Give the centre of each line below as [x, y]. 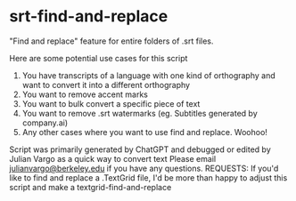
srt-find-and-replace [89, 16]
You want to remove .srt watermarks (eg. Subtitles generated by [140, 113]
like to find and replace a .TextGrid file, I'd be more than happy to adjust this [148, 177]
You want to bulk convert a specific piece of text [111, 103]
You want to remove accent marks [85, 94]
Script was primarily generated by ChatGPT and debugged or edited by [140, 149]
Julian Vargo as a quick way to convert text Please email [113, 158]
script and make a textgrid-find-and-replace [90, 187]
